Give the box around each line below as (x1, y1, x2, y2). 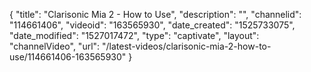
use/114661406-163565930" (9, 51, 127, 63)
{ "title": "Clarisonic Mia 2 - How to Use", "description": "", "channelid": (9, 9, 302, 20)
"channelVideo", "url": (9, 40, 101, 52)
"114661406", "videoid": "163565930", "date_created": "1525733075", (9, 19, 296, 31)
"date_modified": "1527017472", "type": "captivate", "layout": (9, 30, 260, 41)
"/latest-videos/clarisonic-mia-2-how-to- (102, 40, 272, 52)
